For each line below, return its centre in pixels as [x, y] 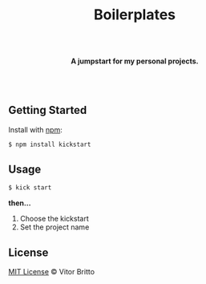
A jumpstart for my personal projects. [135, 61]
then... [20, 203]
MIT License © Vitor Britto [51, 272]
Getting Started [48, 110]
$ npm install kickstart [50, 144]
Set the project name [55, 227]
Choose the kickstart [55, 219]
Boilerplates [135, 15]
